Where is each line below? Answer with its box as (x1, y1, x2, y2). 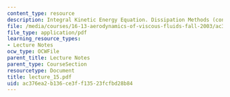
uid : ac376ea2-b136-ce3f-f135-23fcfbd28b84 (7, 80, 133, 87)
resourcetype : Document (7, 67, 75, 74)
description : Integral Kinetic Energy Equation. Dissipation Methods (7, 16, 210, 23)
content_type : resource (7, 10, 75, 17)
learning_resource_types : (7, 36, 81, 42)
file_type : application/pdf (7, 29, 88, 36)
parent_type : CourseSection (7, 61, 88, 68)
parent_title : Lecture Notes (7, 55, 90, 61)
